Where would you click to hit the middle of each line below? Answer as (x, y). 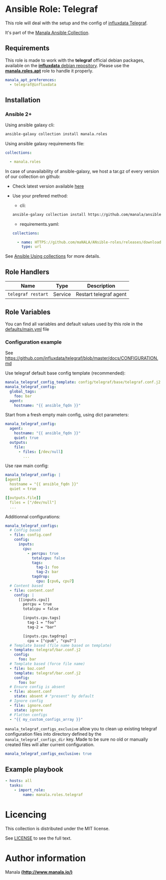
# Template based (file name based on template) (61, 645)
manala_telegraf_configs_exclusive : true (49, 754)
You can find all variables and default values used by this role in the (74, 324)
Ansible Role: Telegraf (52, 9)
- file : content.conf (32, 590)
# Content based (26, 586)
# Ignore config (26, 701)
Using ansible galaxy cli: (30, 125)
